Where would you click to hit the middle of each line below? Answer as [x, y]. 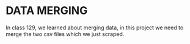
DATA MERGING [47, 11]
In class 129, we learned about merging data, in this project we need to [95, 28]
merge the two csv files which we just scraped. [65, 34]
